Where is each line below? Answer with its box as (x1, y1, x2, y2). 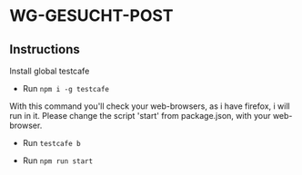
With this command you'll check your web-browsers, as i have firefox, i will (9, 101, 290, 112)
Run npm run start (22, 155, 94, 166)
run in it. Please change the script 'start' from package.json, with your (9, 111, 271, 121)
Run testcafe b (22, 138, 81, 148)
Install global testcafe (9, 65, 90, 76)
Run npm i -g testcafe (22, 83, 109, 93)
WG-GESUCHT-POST (9, 5, 174, 26)
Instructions (9, 42, 80, 57)
